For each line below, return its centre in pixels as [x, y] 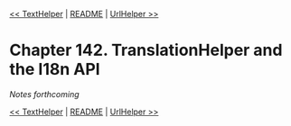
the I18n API [55, 70]
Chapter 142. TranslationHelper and [146, 50]
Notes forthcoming [44, 94]
